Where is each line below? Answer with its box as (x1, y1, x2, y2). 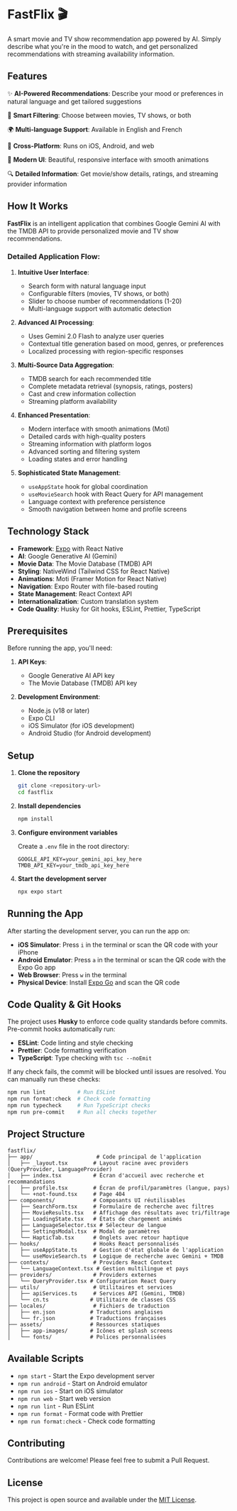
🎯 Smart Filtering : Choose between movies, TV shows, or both (7, 111, 192, 119)
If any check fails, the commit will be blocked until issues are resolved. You (7, 1067, 226, 1076)
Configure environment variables (17, 828, 118, 837)
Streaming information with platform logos (28, 439, 152, 448)
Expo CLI (28, 714, 55, 722)
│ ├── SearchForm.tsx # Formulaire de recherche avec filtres (7, 1203, 214, 1210)
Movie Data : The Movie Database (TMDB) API (17, 559, 153, 568)
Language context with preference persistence (28, 497, 165, 505)
